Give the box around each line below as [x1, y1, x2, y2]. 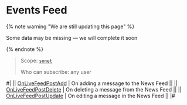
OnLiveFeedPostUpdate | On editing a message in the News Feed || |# [6, 92, 175, 99]
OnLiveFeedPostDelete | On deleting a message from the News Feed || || [6, 86, 182, 93]
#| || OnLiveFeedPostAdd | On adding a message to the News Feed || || [6, 80, 178, 87]
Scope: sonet [20, 57, 53, 64]
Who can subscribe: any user [20, 68, 92, 75]
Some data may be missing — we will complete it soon [6, 34, 138, 41]
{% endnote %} [6, 45, 44, 53]
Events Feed [6, 4, 67, 17]
